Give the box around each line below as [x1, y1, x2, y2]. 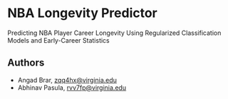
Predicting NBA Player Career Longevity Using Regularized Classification [7, 28, 222, 37]
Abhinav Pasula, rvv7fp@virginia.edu [17, 83, 127, 92]
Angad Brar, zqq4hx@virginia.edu [17, 75, 118, 84]
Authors [7, 57, 45, 69]
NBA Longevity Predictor [7, 5, 158, 21]
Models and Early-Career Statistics [7, 36, 110, 44]
